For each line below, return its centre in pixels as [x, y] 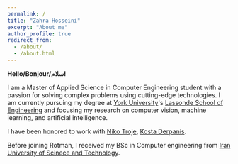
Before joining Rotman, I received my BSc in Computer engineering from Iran [119, 145]
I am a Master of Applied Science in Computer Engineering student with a [114, 87]
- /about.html [34, 54]
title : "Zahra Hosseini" [44, 21]
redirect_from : [30, 40]
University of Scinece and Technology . [64, 153]
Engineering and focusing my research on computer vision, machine [107, 110]
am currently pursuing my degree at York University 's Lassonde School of [115, 102]
